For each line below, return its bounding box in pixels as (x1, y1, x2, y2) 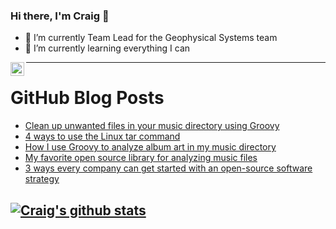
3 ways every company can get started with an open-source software (24, 162, 313, 174)
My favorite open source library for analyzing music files (24, 152, 258, 164)
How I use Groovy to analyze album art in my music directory (24, 141, 277, 153)
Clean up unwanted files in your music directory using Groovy (24, 120, 280, 132)
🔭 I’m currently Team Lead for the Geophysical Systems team (24, 32, 278, 44)
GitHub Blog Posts (10, 87, 165, 109)
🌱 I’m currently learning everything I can (24, 42, 191, 54)
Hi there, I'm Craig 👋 (10, 9, 110, 23)
